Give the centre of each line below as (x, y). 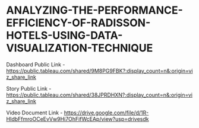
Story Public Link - (29, 88)
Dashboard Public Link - (36, 64)
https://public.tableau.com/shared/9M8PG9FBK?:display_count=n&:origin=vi (99, 71)
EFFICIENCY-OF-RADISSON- (78, 23)
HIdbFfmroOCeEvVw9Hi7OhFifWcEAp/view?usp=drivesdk (78, 119)
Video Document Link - (34, 113)
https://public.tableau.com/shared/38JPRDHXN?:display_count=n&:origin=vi (99, 95)
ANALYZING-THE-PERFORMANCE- (94, 10)
